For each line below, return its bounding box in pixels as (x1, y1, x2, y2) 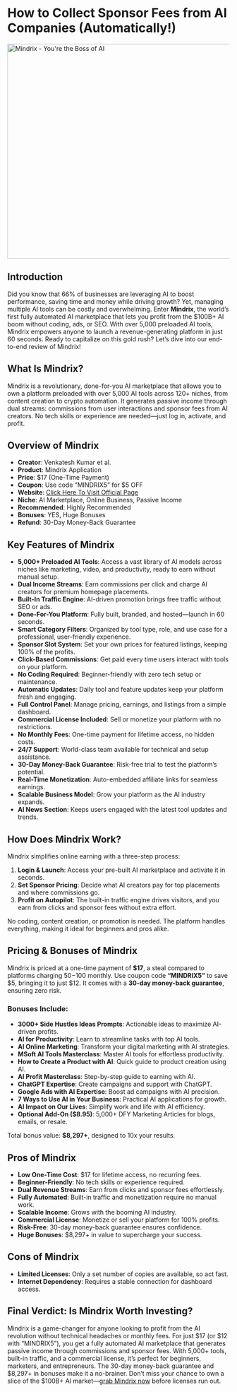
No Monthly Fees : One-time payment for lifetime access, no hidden (17, 730, 214, 739)
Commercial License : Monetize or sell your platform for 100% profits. (17, 1215, 220, 1224)
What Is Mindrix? (7, 362, 84, 375)
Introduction (7, 271, 63, 283)
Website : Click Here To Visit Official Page (17, 488, 139, 497)
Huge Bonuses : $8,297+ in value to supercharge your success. (17, 1230, 202, 1239)
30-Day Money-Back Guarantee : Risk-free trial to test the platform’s (17, 760, 217, 769)
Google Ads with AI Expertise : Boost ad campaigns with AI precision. (17, 1087, 220, 1096)
